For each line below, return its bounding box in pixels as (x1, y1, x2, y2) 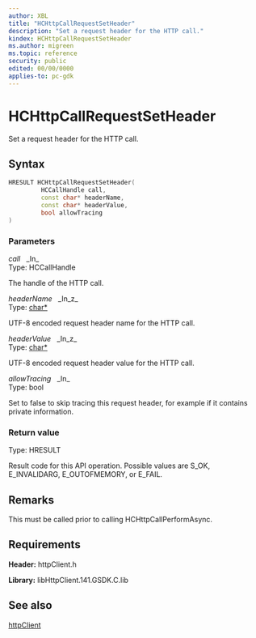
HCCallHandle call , (40, 186, 107, 194)
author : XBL (8, 11, 48, 20)
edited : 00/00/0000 (8, 65, 74, 73)
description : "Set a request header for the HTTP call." (8, 27, 204, 35)
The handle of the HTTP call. (8, 278, 104, 287)
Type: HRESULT (8, 445, 61, 455)
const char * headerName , (40, 194, 125, 202)
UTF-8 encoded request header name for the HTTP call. (8, 317, 195, 328)
